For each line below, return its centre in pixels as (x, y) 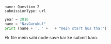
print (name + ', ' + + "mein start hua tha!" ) (56, 28)
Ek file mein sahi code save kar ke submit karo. (51, 37)
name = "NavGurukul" (25, 24)
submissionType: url (25, 11)
